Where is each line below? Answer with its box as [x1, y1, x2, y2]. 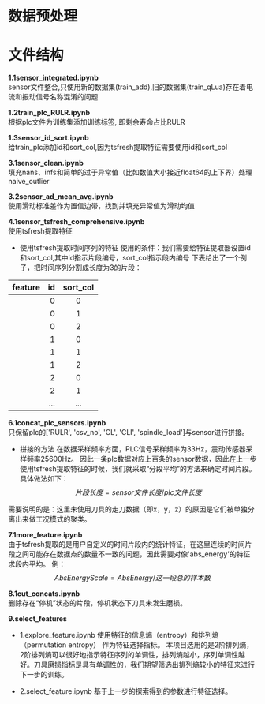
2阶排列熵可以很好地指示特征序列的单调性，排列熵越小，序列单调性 [19, 650, 239, 660]
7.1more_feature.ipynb [8, 530, 83, 540]
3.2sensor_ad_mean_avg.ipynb [8, 192, 114, 201]
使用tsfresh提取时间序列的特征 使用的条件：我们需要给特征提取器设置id [19, 243, 251, 253]
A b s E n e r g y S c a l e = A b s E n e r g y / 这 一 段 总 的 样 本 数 [54, 573, 211, 582]
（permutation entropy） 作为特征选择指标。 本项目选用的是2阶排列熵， [19, 640, 254, 650]
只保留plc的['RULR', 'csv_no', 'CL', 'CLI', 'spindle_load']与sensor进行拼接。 [8, 428, 249, 437]
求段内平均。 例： [8, 560, 65, 569]
